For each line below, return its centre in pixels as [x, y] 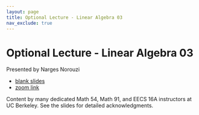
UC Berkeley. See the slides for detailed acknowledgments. [80, 105]
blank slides [30, 81]
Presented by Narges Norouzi [43, 69]
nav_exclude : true [29, 23]
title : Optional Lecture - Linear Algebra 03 [64, 17]
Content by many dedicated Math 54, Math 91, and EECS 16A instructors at [99, 99]
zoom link [27, 87]
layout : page [23, 12]
